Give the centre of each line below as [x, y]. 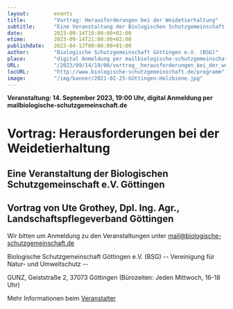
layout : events [40, 14]
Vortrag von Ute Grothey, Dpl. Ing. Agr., [94, 208]
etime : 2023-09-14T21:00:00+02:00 [69, 40]
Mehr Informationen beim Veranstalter [62, 298]
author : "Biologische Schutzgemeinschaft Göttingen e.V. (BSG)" [113, 53]
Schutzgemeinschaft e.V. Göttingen [86, 184]
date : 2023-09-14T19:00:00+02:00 [69, 33]
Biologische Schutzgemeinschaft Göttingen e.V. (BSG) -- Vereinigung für [111, 256]
